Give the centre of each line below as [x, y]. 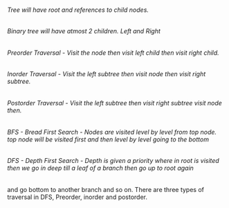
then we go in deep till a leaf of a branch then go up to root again [100, 168]
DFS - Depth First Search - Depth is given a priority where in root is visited [113, 161]
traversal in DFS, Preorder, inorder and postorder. [77, 197]
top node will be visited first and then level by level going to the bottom [108, 139]
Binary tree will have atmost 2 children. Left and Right [84, 31]
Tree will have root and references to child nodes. [78, 10]
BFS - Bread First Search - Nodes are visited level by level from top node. [112, 132]
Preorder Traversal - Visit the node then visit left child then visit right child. [113, 53]
